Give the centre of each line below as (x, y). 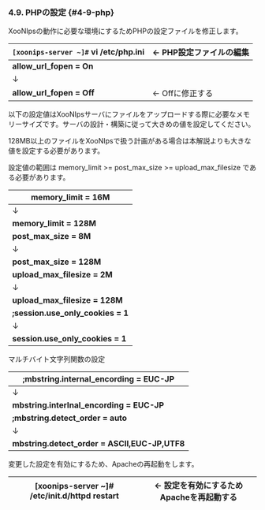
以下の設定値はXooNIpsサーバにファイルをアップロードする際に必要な (122, 114)
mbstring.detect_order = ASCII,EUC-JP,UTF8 (99, 444)
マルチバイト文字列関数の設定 (56, 359)
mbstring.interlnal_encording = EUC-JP (88, 405)
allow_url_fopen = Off (53, 93)
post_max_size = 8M (52, 236)
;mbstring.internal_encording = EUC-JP (99, 379)
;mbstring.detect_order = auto (70, 418)
